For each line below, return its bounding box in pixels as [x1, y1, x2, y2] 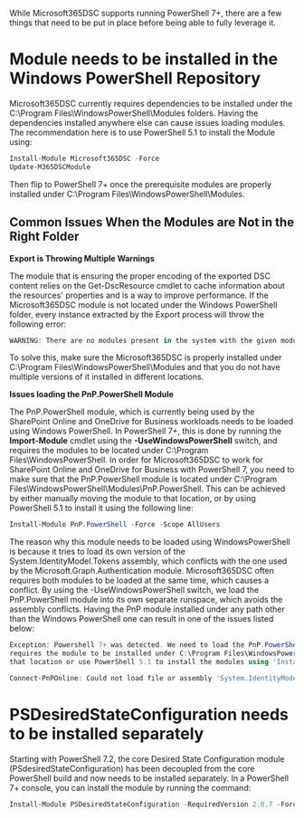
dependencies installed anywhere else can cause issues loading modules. [9, 117, 286, 128]
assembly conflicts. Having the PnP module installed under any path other [9, 604, 285, 614]
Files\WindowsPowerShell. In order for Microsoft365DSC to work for [9, 454, 264, 465]
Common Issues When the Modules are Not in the [9, 214, 295, 230]
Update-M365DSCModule [9, 162, 91, 171]
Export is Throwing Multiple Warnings [9, 252, 156, 263]
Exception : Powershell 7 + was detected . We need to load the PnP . [9, 641, 265, 650]
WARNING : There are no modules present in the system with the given [9, 336, 278, 345]
